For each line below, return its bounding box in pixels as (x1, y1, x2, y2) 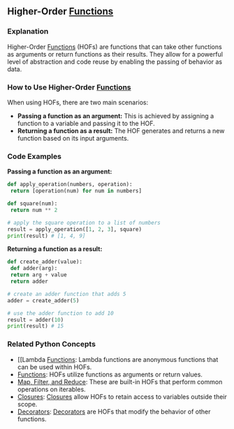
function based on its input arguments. (17, 134, 129, 142)
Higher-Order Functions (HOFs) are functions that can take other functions (7, 42, 222, 51)
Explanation (7, 27, 49, 36)
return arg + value (10, 272, 68, 279)
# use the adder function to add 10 (7, 309, 114, 317)
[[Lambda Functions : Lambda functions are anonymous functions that (17, 355, 219, 363)
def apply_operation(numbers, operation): (7, 181, 133, 188)
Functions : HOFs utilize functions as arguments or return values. (17, 370, 203, 379)
